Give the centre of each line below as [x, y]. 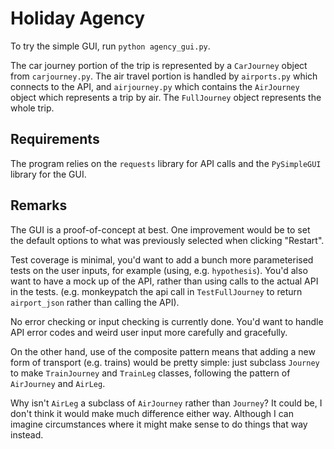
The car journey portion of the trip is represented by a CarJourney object [159, 65]
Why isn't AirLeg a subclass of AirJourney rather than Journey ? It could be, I [166, 403]
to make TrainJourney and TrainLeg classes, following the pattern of [150, 373]
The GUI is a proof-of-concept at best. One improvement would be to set [160, 229]
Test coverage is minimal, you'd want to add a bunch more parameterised [162, 259]
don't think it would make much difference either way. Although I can [152, 413]
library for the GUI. [48, 174]
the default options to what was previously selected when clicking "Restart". [167, 240]
